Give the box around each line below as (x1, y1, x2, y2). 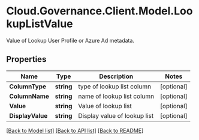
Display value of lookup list (77, 111, 154, 120)
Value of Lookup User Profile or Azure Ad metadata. (6, 37, 135, 44)
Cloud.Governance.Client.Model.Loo (6, 4, 193, 18)
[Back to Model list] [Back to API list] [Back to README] (6, 127, 144, 134)
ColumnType (9, 82, 47, 91)
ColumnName (9, 92, 50, 100)
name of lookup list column (77, 92, 155, 100)
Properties (6, 54, 47, 64)
